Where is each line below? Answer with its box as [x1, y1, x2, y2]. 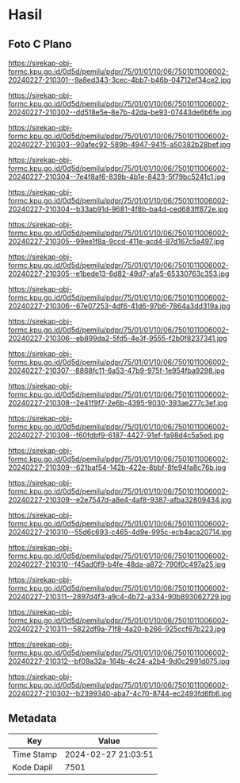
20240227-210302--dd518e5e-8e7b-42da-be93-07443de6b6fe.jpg [8, 107, 232, 117]
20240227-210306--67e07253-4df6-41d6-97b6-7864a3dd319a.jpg [8, 301, 231, 311]
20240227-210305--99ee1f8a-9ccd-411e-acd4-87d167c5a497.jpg [8, 237, 225, 246]
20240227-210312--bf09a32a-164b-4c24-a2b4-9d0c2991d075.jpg [8, 657, 230, 665]
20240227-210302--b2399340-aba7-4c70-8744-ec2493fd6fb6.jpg [8, 689, 232, 698]
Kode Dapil [12, 762, 53, 773]
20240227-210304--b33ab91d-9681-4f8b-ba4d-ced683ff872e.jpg [8, 204, 228, 214]
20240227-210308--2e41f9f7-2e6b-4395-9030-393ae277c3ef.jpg [8, 398, 228, 407]
